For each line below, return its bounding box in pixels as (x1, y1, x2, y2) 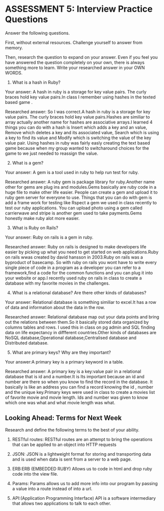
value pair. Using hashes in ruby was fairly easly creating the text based (5, 140, 150, 146)
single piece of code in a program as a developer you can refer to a (5, 265, 141, 270)
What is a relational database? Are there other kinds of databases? (12, 290, 147, 295)
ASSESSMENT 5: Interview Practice (5, 3, 153, 15)
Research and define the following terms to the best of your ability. (5, 427, 140, 433)
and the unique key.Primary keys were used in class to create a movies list (5, 389, 155, 395)
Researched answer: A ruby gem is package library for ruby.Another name (5, 179, 155, 185)
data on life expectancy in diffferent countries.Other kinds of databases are (5, 329, 157, 335)
